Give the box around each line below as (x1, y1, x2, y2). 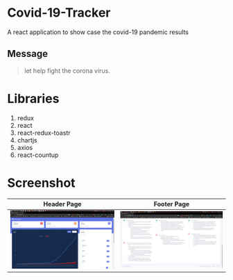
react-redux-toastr (17, 129, 71, 137)
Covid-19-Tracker (7, 5, 111, 21)
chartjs (17, 135, 37, 144)
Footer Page (153, 200, 190, 208)
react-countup (17, 151, 59, 159)
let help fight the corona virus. (24, 66, 111, 74)
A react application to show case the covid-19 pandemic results (7, 28, 189, 36)
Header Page (43, 200, 82, 208)
